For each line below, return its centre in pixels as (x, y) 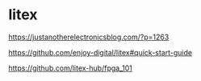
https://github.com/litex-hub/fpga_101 (71, 68)
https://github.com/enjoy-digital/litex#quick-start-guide (100, 52)
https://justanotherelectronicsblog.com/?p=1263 (89, 37)
